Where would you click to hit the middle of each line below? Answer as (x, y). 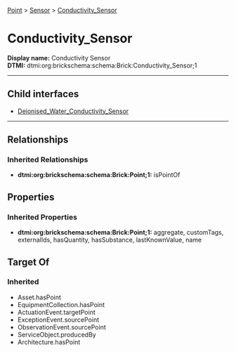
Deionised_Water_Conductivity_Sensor (73, 111)
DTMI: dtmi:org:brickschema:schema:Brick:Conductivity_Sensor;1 (102, 65)
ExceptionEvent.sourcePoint (58, 320)
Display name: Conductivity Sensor (59, 58)
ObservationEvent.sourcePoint (62, 327)
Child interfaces (43, 94)
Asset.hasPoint (39, 297)
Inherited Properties (42, 217)
